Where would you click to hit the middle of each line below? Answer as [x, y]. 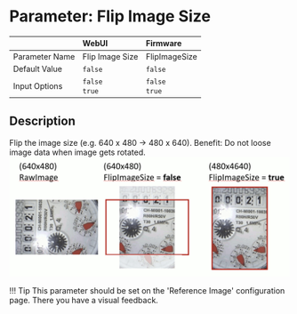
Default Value [37, 68]
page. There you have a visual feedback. [84, 301]
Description [42, 121]
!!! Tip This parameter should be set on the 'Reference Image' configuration [147, 291]
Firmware [164, 44]
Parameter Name [44, 56]
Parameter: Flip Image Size [110, 16]
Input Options [38, 85]
